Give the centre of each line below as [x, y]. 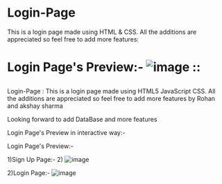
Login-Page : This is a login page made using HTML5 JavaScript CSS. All [111, 91]
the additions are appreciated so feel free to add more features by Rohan [111, 98]
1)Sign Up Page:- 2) [35, 159]
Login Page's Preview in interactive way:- [66, 132]
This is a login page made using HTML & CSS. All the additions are [102, 32]
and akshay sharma [35, 106]
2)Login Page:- [29, 173]
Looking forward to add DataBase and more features [82, 119]
